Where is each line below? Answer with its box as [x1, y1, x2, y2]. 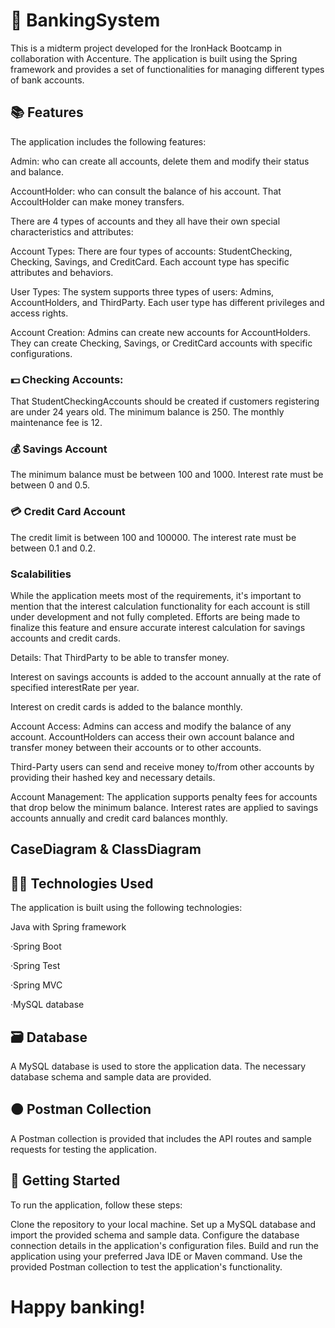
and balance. [10, 165, 64, 178]
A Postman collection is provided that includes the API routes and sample [10, 1132, 312, 1144]
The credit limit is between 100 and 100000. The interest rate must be [10, 531, 297, 543]
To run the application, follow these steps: [10, 1199, 183, 1211]
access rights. [10, 307, 69, 319]
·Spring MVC [10, 979, 63, 991]
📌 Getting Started [10, 1172, 121, 1189]
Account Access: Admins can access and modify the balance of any [10, 720, 292, 732]
